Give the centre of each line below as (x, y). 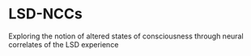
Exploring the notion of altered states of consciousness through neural (126, 36)
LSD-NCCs (45, 14)
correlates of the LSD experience (64, 44)
